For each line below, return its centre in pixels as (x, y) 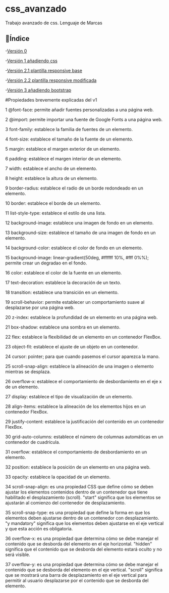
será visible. (18, 555)
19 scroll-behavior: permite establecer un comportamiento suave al (75, 302)
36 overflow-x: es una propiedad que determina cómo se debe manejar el (82, 538)
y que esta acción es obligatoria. (39, 528)
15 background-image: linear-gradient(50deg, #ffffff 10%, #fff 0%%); (77, 257)
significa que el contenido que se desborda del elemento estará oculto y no (84, 549)
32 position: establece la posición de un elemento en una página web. (78, 467)
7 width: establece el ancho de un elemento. (51, 168)
